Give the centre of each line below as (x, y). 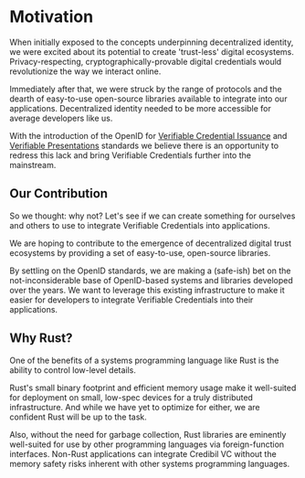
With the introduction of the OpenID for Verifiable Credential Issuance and (148, 135)
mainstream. (33, 165)
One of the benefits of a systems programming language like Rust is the (144, 360)
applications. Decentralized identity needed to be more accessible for (140, 108)
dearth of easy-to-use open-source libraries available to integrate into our (148, 99)
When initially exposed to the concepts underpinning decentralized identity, (152, 42)
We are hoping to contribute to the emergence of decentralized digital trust (151, 243)
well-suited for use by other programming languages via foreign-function (147, 444)
